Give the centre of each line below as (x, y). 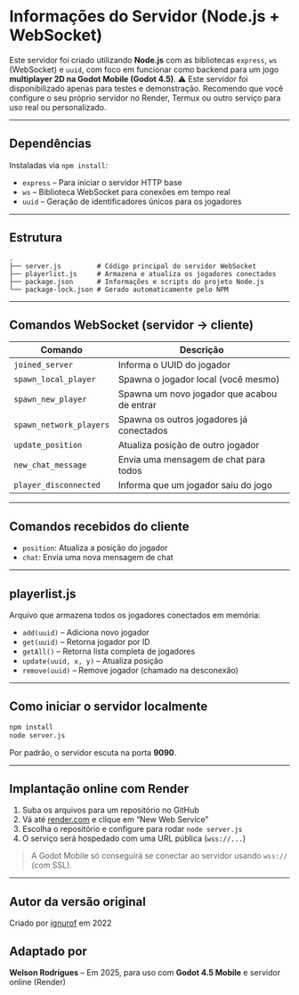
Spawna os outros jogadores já (182, 420)
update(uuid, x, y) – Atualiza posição (93, 661)
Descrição (202, 350)
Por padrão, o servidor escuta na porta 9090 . (93, 752)
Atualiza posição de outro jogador (189, 445)
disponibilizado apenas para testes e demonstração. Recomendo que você (146, 88)
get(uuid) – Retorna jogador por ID (86, 642)
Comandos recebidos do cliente (99, 526)
